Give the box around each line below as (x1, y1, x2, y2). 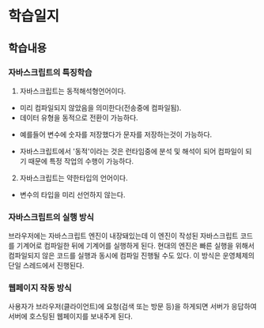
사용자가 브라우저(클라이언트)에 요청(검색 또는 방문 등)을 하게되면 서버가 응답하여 (8, 302, 257, 311)
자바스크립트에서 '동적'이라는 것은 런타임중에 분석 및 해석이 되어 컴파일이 (19, 146, 243, 156)
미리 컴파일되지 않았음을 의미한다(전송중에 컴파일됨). (19, 103, 182, 112)
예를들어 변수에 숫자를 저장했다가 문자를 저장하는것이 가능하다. (19, 130, 213, 139)
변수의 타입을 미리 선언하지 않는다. (19, 190, 126, 199)
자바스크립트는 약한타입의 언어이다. (19, 173, 128, 183)
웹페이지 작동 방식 (8, 282, 73, 293)
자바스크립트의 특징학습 (8, 66, 92, 77)
